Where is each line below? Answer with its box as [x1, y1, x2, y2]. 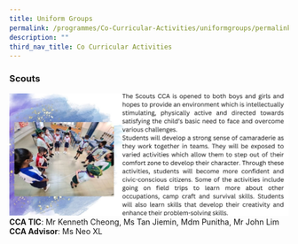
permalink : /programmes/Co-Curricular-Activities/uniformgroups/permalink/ [9, 23, 295, 33]
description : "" [9, 33, 69, 42]
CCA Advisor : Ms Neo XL [9, 225, 103, 236]
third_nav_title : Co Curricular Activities [9, 42, 173, 51]
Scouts [9, 72, 41, 85]
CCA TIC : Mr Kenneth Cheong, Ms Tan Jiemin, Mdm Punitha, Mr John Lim [9, 217, 279, 227]
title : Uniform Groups [9, 14, 93, 23]
